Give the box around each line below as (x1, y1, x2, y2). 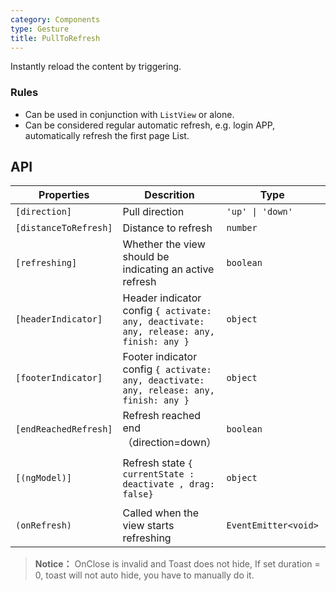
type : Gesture (10, 24, 70, 34)
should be (122, 250, 170, 264)
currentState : (122, 469, 195, 480)
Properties (38, 188, 90, 202)
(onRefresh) (15, 520, 73, 531)
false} (122, 489, 154, 500)
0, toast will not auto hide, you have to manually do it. (34, 569, 255, 581)
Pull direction (122, 205, 185, 219)
